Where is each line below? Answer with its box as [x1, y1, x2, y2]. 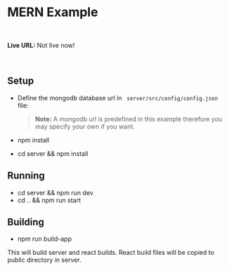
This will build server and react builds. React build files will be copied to [7, 249, 214, 257]
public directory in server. [7, 256, 82, 264]
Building [7, 216, 44, 228]
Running [7, 170, 46, 182]
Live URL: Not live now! [7, 41, 75, 49]
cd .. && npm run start [17, 196, 81, 204]
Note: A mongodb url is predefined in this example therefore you [34, 114, 223, 123]
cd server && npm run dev [17, 188, 93, 197]
